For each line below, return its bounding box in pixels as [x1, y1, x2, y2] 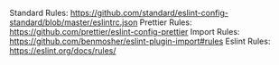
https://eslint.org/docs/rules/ [9, 45, 116, 56]
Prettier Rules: [139, 17, 192, 28]
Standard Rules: [9, 8, 70, 18]
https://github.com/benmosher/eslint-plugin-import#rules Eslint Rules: [9, 36, 271, 46]
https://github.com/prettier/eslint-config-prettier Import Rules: [9, 27, 240, 37]
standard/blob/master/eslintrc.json [9, 17, 138, 28]
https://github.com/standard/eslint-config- [70, 8, 228, 18]
